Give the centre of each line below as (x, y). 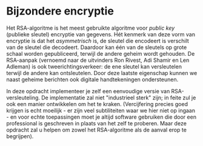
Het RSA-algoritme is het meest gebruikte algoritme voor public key (91, 28)
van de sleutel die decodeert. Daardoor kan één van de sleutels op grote (97, 47)
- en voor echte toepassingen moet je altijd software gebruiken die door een (101, 117)
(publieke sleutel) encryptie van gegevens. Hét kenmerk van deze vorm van (101, 34)
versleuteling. (23, 98)
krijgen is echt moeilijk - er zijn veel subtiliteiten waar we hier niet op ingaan (101, 110)
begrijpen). (20, 136)
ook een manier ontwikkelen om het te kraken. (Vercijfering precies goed (97, 104)
